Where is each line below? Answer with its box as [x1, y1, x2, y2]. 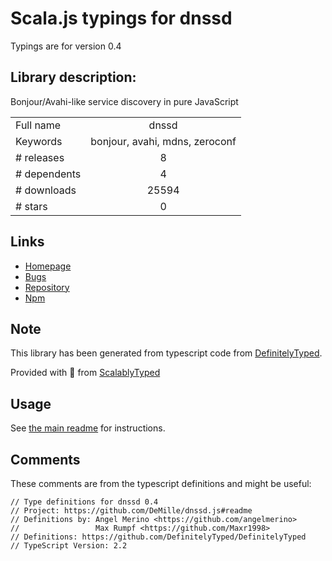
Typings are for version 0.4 [10, 40, 122, 52]
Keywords [15, 134, 63, 148]
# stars [15, 199, 48, 213]
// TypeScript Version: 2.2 [10, 541, 128, 551]
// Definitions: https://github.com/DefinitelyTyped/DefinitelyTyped [10, 532, 307, 542]
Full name [15, 118, 62, 132]
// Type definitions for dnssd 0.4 [10, 497, 159, 507]
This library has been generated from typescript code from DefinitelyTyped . [10, 347, 323, 359]
